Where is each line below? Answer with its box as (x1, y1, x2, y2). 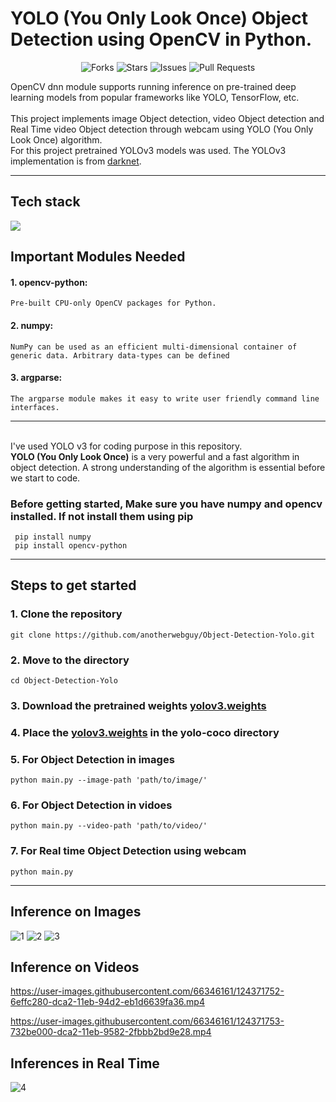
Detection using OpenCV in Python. (10, 28, 312, 51)
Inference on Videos (10, 958, 140, 976)
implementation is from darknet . (10, 155, 142, 167)
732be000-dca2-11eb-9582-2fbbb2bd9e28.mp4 (10, 1026, 212, 1038)
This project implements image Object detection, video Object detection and (10, 112, 325, 124)
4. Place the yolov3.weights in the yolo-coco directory (10, 725, 280, 739)
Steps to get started (10, 577, 137, 594)
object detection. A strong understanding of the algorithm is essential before (10, 461, 326, 473)
